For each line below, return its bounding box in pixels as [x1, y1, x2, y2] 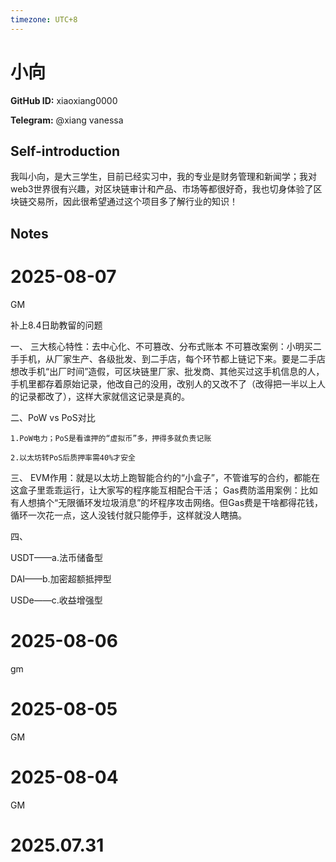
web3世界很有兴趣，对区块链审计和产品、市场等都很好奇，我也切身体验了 [10, 183, 314, 195]
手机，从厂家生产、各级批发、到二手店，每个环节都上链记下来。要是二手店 [18, 352, 326, 365]
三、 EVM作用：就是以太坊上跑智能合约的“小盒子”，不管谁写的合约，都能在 [10, 471, 320, 483]
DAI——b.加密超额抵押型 [10, 572, 112, 585]
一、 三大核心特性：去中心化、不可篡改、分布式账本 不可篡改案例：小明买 [10, 340, 313, 352]
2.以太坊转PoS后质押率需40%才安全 [10, 452, 136, 463]
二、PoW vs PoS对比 [10, 411, 96, 423]
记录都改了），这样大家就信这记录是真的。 [18, 390, 190, 402]
